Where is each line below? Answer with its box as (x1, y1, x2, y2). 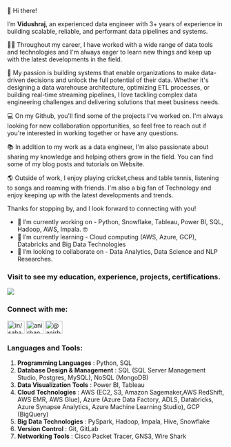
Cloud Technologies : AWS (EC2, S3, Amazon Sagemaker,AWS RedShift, (17, 388, 225, 396)
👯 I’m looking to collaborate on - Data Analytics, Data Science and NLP (17, 248, 219, 255)
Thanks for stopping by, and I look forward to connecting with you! (7, 204, 197, 212)
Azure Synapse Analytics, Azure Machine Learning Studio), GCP (17, 402, 200, 410)
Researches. (17, 255, 53, 263)
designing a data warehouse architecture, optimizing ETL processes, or (7, 83, 210, 91)
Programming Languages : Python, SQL (17, 359, 132, 367)
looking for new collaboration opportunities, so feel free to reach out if (7, 121, 207, 130)
